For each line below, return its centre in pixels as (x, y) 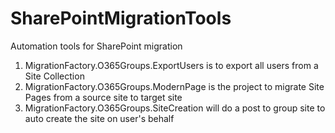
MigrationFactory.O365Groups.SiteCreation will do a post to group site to (175, 108)
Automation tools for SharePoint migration (96, 46)
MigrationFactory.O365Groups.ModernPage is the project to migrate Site (174, 86)
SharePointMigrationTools (121, 18)
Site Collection (54, 76)
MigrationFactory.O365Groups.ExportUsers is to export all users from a (171, 65)
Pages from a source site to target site (103, 97)
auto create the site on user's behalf (99, 118)
